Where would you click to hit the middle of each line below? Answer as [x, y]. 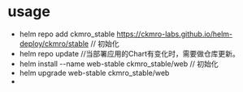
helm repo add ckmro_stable [67, 34]
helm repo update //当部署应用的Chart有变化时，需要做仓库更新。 [130, 53]
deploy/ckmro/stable [54, 44]
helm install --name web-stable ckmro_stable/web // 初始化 [119, 64]
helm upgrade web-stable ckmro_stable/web [94, 73]
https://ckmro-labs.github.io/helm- [175, 34]
